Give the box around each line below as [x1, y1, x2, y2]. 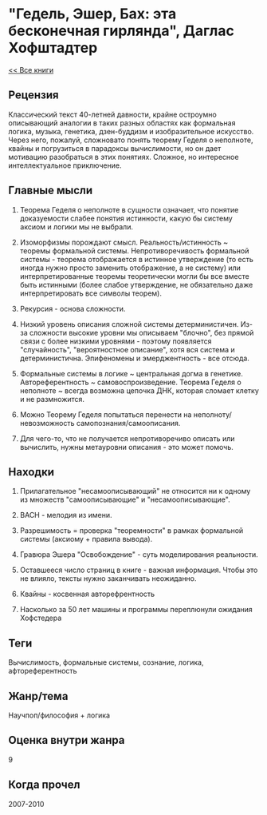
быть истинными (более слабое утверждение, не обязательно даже [19, 280, 253, 289]
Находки [8, 465, 54, 479]
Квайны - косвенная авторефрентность [19, 589, 155, 599]
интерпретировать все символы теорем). [19, 288, 162, 298]
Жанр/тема [8, 689, 69, 703]
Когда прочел [8, 778, 80, 792]
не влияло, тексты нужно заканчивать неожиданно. [19, 574, 197, 583]
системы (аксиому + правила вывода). [19, 535, 153, 544]
